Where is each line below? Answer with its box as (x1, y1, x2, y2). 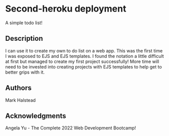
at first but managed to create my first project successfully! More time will (5, 58, 159, 64)
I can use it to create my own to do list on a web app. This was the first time (5, 47, 163, 53)
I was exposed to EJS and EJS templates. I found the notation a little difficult (5, 53, 164, 59)
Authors (5, 84, 32, 92)
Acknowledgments (5, 111, 67, 120)
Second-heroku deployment (5, 3, 126, 15)
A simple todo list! (5, 20, 43, 26)
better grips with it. (5, 69, 45, 75)
